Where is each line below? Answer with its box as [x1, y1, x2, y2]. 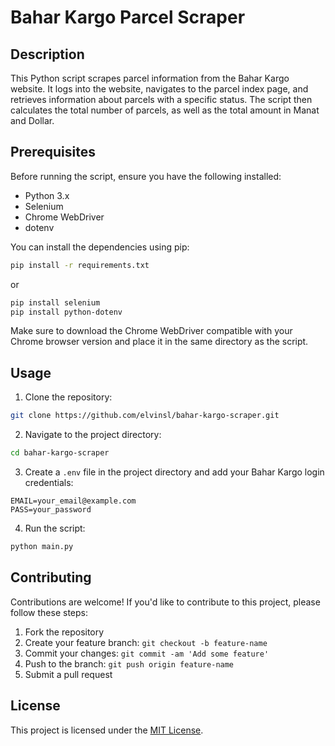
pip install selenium [10, 297, 101, 308]
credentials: [24, 477, 74, 488]
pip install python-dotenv [10, 307, 123, 317]
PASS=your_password [10, 505, 92, 515]
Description [10, 46, 85, 63]
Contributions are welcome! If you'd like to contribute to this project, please [10, 596, 321, 608]
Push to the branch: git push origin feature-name [24, 657, 235, 670]
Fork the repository [24, 626, 105, 638]
